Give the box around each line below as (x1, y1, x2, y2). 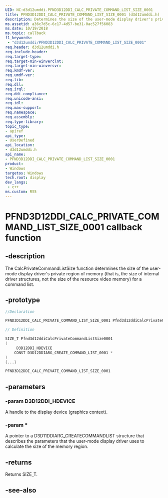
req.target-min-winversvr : (5, 63, 61, 68)
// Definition (5, 327, 35, 333)
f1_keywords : (5, 36, 32, 41)
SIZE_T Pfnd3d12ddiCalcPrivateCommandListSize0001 (5, 337, 113, 342)
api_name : (5, 152, 26, 157)
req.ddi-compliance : (5, 91, 48, 96)
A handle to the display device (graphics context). (5, 409, 108, 415)
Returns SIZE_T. (5, 471, 38, 477)
